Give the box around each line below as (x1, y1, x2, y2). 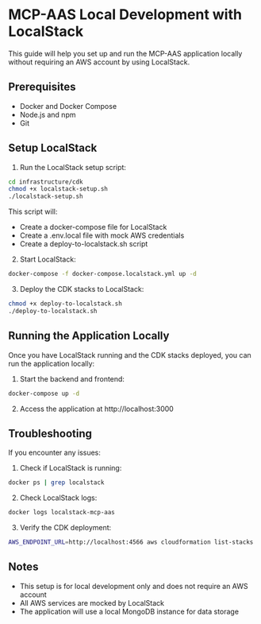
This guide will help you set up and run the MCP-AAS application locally (8, 48, 243, 58)
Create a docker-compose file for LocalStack (19, 223, 167, 232)
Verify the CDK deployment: (19, 523, 112, 533)
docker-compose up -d (8, 390, 80, 397)
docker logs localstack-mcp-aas (8, 509, 115, 517)
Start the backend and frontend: (19, 374, 125, 383)
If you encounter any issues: (8, 448, 102, 458)
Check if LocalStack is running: (19, 463, 122, 473)
